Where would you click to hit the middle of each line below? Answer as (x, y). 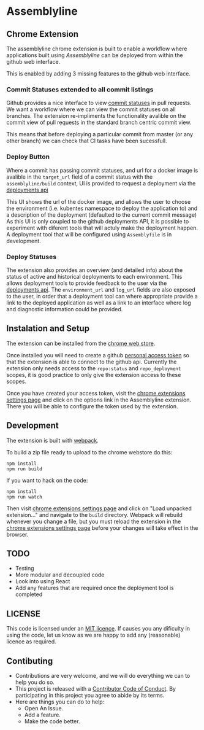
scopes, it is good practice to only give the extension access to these (94, 375)
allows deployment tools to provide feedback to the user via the (87, 283)
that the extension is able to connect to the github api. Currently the (92, 362)
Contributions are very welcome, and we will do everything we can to (103, 675)
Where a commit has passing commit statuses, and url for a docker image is (102, 170)
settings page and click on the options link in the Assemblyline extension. (99, 400)
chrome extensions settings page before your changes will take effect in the (102, 528)
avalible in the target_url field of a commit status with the (80, 177)
